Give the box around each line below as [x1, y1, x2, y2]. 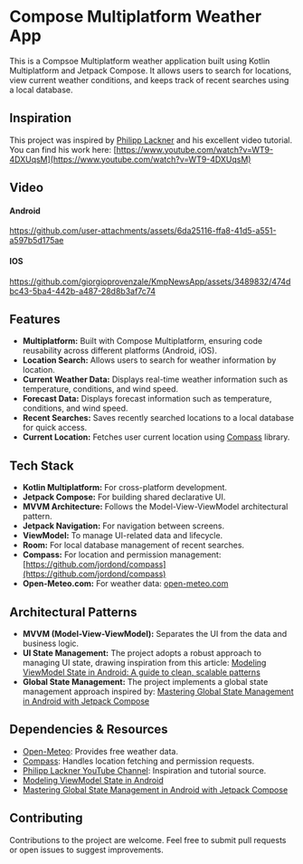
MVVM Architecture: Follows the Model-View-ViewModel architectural [22, 501, 289, 512]
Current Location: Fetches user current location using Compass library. [22, 432, 290, 442]
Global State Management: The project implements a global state [22, 676, 269, 687]
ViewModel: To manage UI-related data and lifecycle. [22, 530, 223, 541]
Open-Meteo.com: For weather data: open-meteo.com [22, 578, 229, 589]
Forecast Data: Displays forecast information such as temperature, [22, 394, 272, 404]
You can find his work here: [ [9, 144, 118, 155]
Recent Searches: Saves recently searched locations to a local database [22, 413, 295, 423]
